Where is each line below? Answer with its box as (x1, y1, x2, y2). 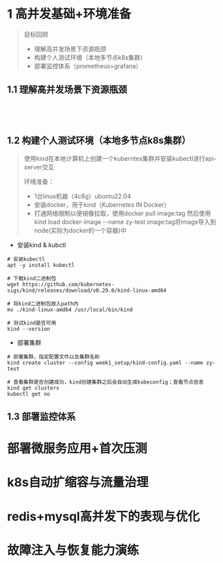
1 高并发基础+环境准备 (7, 6, 131, 22)
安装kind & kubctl (16, 240, 66, 249)
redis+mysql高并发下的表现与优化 (7, 508, 200, 524)
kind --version (7, 325, 51, 332)
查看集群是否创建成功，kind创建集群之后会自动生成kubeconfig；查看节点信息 (13, 378, 204, 386)
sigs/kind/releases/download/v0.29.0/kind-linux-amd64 (7, 287, 167, 294)
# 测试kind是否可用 (7, 319, 57, 326)
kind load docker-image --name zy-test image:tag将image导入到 (34, 217, 217, 226)
